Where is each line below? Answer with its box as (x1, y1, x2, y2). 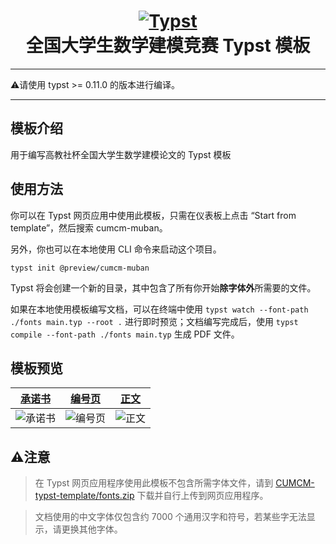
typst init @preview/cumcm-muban (10, 263, 150, 273)
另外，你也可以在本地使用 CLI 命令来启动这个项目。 (10, 243, 222, 255)
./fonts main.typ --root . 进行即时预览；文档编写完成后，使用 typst (10, 315, 299, 327)
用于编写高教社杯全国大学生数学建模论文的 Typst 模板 (10, 148, 232, 160)
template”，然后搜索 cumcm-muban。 (10, 221, 168, 234)
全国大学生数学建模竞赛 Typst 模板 (25, 35, 311, 57)
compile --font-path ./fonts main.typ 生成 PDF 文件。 (10, 328, 240, 340)
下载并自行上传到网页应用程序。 (136, 490, 269, 502)
